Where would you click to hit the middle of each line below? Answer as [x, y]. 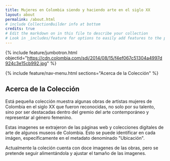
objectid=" [16, 58]
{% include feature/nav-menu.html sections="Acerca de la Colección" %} [82, 73]
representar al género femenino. [39, 117]
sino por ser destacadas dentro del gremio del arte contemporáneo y [77, 112]
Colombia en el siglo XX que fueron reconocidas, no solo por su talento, [80, 106]
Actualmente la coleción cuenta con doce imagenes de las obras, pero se [82, 148]
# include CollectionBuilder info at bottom [53, 24]
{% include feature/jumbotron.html [41, 52]
